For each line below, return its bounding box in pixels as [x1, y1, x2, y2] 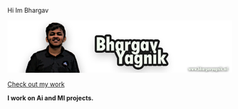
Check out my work [7, 80, 66, 88]
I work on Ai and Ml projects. [7, 93, 94, 102]
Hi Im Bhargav [7, 6, 49, 14]
